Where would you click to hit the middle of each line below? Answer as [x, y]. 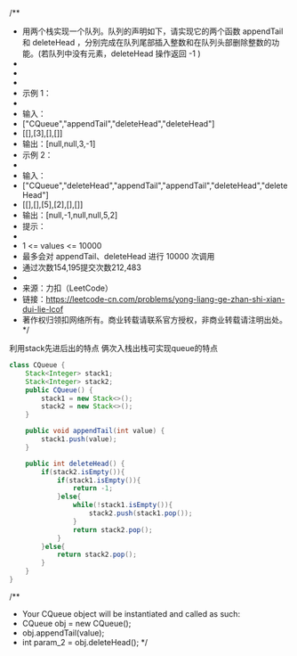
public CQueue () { [59, 390]
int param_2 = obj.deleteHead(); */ [85, 642]
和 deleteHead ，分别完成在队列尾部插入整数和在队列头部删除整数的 [147, 42]
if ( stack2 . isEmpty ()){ [83, 471]
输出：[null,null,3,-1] [59, 143]
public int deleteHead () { [75, 463]
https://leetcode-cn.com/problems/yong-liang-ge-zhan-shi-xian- [165, 299]
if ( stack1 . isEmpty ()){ [99, 480]
